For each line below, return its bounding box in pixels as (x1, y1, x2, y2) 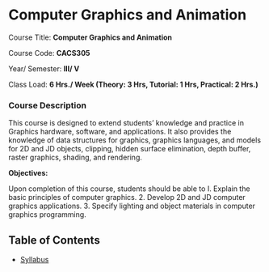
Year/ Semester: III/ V (8, 63, 80, 74)
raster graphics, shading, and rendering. (8, 152, 143, 163)
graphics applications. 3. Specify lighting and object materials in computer (8, 201, 256, 211)
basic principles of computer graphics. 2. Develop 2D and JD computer (8, 193, 246, 202)
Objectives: (8, 168, 48, 178)
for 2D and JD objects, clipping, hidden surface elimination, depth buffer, (8, 144, 251, 154)
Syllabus (19, 255, 49, 265)
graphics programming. (8, 210, 86, 219)
